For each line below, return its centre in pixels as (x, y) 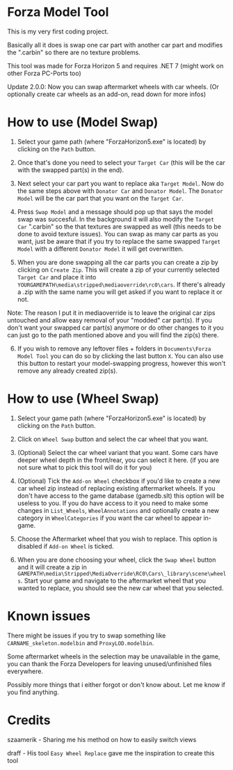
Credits (29, 720)
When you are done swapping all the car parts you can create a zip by (118, 262)
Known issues (49, 616)
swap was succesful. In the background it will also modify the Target (115, 219)
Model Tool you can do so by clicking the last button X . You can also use (120, 355)
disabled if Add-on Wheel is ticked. (65, 546)
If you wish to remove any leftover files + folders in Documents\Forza (114, 348)
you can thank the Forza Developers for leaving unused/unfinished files (110, 663)
